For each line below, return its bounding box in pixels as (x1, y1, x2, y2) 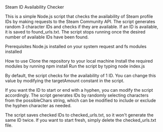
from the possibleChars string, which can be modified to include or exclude (5, 98, 156, 103)
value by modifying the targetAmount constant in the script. (5, 78, 125, 83)
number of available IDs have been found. (5, 34, 89, 40)
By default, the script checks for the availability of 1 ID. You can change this (5, 73, 156, 78)
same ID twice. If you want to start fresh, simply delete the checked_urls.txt (5, 117, 157, 123)
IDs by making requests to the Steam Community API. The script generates (5, 19, 156, 24)
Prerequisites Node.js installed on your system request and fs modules (5, 44, 147, 49)
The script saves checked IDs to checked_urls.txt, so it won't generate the (5, 112, 154, 118)
